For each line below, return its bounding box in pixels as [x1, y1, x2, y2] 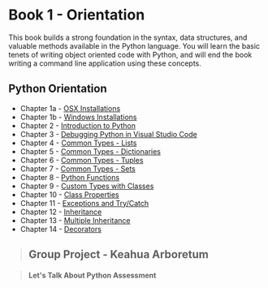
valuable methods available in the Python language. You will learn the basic [8, 41, 261, 50]
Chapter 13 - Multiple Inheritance [19, 215, 131, 225]
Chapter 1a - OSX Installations [19, 103, 121, 113]
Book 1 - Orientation [8, 6, 145, 24]
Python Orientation [8, 82, 107, 96]
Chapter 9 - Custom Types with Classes [19, 181, 154, 191]
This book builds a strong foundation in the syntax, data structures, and [8, 32, 248, 42]
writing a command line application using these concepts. [8, 58, 201, 68]
